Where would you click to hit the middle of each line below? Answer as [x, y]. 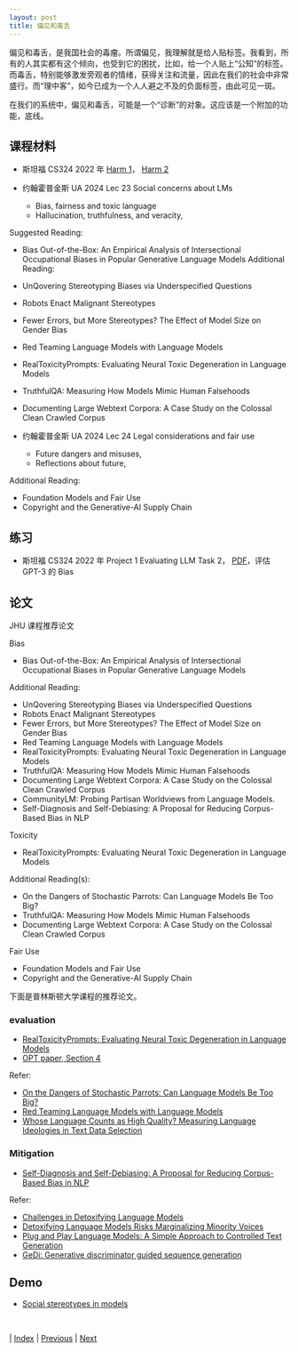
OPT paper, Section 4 [61, 1058]
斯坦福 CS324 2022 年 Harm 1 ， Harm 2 [95, 169]
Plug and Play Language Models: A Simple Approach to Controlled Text [152, 1235]
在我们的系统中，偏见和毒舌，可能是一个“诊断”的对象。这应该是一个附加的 [145, 104]
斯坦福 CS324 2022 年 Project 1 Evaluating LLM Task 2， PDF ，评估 [146, 560]
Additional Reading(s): [50, 879]
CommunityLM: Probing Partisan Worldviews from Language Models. [148, 799]
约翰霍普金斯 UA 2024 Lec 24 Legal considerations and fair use [138, 436]
